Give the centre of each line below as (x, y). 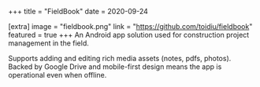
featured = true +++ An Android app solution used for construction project (129, 35)
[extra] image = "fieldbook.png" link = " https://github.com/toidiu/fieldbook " (130, 26)
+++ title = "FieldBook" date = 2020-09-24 (78, 11)
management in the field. (48, 43)
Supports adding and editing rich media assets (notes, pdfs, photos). (120, 58)
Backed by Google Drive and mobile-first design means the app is (115, 67)
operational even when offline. (58, 75)
